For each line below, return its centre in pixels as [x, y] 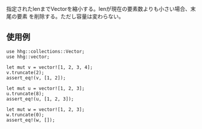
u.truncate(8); [25, 93]
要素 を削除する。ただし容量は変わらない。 [70, 16]
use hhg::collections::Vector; [46, 51]
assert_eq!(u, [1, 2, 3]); [40, 99]
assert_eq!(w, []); [31, 120]
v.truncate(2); [25, 72]
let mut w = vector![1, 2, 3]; [46, 109]
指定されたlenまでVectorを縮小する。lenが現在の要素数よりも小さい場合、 [99, 9]
